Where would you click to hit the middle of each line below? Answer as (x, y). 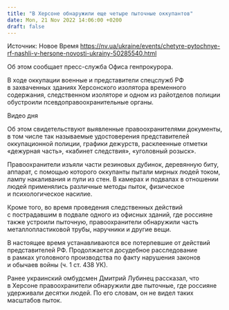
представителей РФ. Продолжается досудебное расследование (102, 250)
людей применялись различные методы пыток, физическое (96, 187)
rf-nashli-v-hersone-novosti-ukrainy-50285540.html (82, 53)
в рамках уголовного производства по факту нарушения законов (104, 257)
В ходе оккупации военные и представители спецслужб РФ (96, 80)
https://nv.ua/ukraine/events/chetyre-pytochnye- (150, 46)
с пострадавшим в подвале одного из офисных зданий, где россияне (110, 215)
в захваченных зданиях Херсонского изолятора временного (97, 88)
